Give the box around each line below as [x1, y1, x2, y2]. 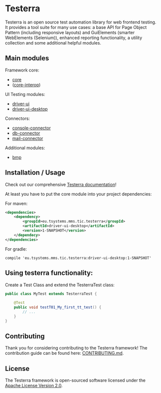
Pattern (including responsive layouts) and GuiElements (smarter [5, 29, 135, 35]
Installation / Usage [5, 168, 65, 177]
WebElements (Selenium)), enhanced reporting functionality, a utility [5, 35, 142, 41]
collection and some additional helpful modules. [5, 40, 101, 46]
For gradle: [5, 246, 27, 252]
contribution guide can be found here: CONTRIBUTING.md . [5, 350, 124, 356]
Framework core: [5, 67, 40, 73]
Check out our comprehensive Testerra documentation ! [5, 182, 117, 187]
